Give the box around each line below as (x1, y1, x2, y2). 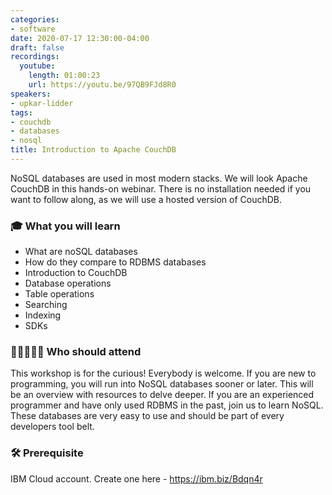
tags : (10, 107, 33, 118)
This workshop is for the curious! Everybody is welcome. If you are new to (10, 367, 317, 380)
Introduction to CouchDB (24, 267, 128, 279)
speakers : (10, 89, 52, 99)
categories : (10, 14, 60, 25)
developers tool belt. (10, 421, 95, 433)
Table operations (24, 288, 95, 300)
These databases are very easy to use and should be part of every (10, 410, 285, 422)
